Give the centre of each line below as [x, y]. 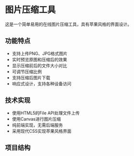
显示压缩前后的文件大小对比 [40, 65]
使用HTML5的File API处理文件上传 [46, 113]
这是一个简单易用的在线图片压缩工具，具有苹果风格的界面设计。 [68, 24]
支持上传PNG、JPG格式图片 [40, 53]
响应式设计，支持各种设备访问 [41, 84]
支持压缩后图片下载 [31, 77]
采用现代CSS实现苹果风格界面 [41, 131]
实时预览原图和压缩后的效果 [40, 59]
